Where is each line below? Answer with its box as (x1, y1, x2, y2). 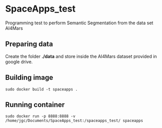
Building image (5, 73, 53, 82)
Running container (5, 100, 65, 109)
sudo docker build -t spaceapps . (5, 87, 78, 92)
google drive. (5, 59, 33, 65)
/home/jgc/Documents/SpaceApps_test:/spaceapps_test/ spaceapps (5, 118, 143, 123)
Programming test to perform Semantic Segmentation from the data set (5, 20, 153, 26)
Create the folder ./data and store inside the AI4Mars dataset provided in (5, 53, 157, 59)
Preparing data (5, 40, 53, 49)
